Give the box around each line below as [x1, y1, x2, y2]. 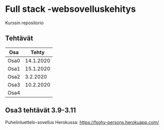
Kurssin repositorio [5, 20, 44, 26]
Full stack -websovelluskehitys [5, 3, 136, 15]
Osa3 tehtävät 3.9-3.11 [5, 106, 76, 115]
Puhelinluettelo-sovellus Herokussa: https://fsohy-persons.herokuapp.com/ [5, 119, 160, 125]
